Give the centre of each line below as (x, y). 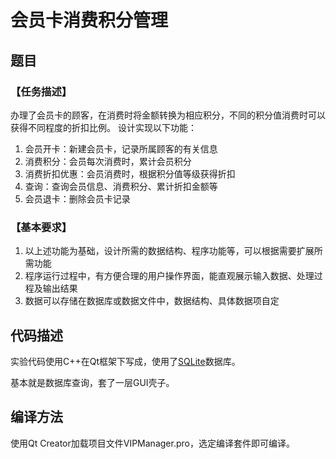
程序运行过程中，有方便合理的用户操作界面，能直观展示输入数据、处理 (169, 276)
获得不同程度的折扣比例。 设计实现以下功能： (103, 127)
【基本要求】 (41, 227)
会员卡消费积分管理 (89, 20)
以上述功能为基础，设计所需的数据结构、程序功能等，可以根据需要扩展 (169, 251)
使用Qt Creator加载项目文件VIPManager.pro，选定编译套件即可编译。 (152, 443)
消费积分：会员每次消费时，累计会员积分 (108, 161)
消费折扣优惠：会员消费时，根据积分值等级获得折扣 (130, 173)
